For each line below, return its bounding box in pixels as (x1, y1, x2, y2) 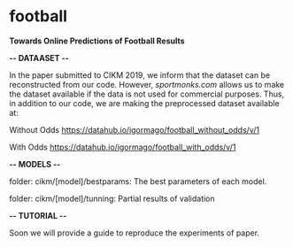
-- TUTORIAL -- (9, 210, 67, 220)
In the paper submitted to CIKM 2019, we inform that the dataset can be (9, 69, 271, 81)
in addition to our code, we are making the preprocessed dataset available (9, 97, 281, 108)
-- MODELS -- (9, 158, 61, 169)
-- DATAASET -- (9, 52, 69, 63)
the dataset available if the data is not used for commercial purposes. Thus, (9, 89, 285, 99)
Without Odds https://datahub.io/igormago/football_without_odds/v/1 (9, 124, 259, 135)
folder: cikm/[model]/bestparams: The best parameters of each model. (9, 175, 267, 187)
